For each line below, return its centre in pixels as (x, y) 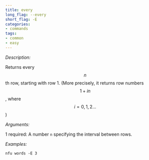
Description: (18, 57)
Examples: (16, 144)
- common (14, 38)
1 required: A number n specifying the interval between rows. (69, 134)
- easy (12, 43)
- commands (17, 29)
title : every (19, 10)
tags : (11, 33)
